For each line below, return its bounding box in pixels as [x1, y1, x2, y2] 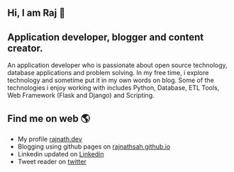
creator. [7, 42, 43, 54]
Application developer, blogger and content [7, 31, 204, 43]
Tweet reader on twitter [17, 157, 87, 166]
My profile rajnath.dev [17, 135, 83, 144]
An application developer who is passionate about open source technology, [7, 61, 228, 69]
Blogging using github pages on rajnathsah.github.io [17, 142, 171, 151]
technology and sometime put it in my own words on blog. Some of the [7, 76, 214, 85]
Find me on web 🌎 [7, 113, 91, 125]
